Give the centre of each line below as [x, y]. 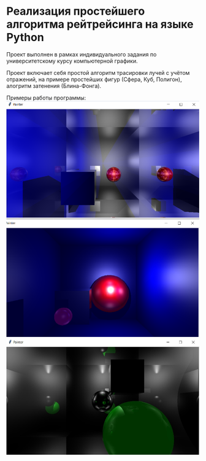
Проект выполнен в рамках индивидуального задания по [82, 54]
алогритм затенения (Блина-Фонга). [54, 86]
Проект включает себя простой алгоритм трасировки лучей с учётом [98, 72]
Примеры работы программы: [46, 98]
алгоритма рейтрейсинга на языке [100, 24]
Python [25, 37]
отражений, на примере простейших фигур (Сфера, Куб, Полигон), [94, 79]
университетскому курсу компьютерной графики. [72, 61]
